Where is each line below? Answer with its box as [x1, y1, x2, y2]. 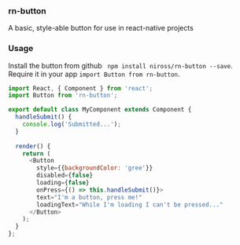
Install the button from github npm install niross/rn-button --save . [8, 60, 234, 70]
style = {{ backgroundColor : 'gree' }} [36, 164, 153, 172]
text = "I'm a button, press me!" [36, 193, 143, 201]
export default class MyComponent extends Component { [8, 106, 192, 114]
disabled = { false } [36, 171, 93, 180]
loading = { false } [36, 179, 90, 187]
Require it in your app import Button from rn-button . [8, 69, 180, 79]
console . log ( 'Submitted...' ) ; [22, 120, 122, 129]
